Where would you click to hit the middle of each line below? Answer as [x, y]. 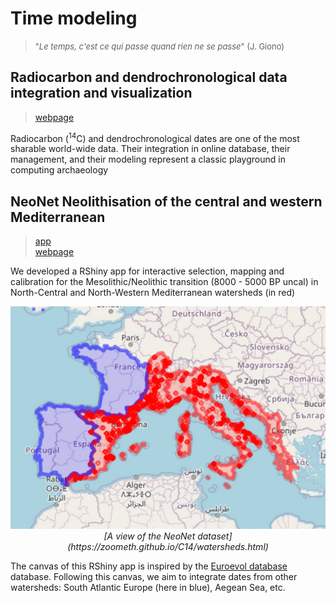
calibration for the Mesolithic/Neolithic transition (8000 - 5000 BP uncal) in [164, 282]
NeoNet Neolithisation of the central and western [166, 201]
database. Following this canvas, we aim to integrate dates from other [154, 577]
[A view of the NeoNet [149, 536]
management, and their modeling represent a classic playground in [148, 159]
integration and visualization [101, 93]
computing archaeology [59, 170]
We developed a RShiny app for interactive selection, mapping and [147, 271]
